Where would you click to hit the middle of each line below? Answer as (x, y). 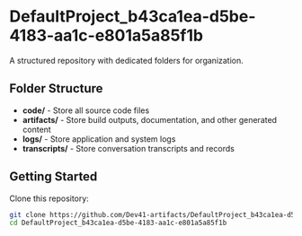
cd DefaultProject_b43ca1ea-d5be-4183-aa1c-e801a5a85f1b (118, 223)
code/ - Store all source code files (86, 110)
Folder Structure (56, 88)
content (36, 129)
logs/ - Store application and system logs (99, 139)
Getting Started (53, 177)
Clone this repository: (49, 198)
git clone (28, 214)
